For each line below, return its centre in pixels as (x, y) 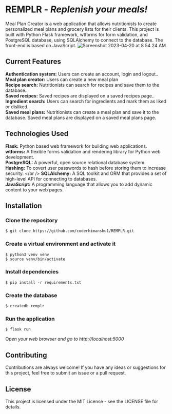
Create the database (31, 295)
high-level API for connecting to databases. (51, 179)
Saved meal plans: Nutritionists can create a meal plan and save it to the (82, 112)
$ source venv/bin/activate (35, 259)
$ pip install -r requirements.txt (43, 282)
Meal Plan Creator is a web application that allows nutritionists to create (81, 24)
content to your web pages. (34, 190)
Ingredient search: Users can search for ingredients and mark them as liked (86, 101)
